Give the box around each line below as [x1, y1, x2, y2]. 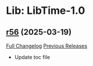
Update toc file [14, 54, 51, 60]
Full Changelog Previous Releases [6, 42, 88, 49]
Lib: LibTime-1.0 [6, 4, 85, 17]
